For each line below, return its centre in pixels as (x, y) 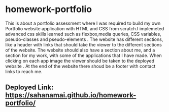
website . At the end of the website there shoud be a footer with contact (80, 66)
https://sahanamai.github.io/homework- (71, 95)
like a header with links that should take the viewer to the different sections (84, 44)
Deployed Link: (29, 88)
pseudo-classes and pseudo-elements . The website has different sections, (84, 39)
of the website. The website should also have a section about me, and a (80, 50)
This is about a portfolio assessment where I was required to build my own (83, 23)
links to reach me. (24, 71)
